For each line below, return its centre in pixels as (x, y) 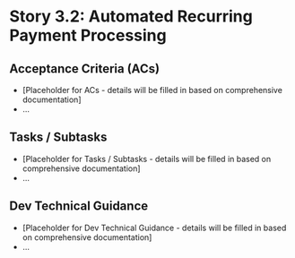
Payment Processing (88, 35)
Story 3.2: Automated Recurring (131, 17)
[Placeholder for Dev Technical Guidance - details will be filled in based (154, 228)
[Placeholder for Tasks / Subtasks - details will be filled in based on (147, 159)
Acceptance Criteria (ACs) (84, 69)
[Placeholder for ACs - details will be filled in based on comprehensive (152, 90)
